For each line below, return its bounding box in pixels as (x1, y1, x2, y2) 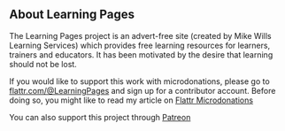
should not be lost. (9, 58, 77, 69)
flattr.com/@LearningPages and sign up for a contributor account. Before (9, 85, 276, 96)
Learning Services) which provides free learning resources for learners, (9, 40, 271, 50)
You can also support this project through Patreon (9, 112, 191, 122)
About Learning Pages (9, 7, 135, 22)
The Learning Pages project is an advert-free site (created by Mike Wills (9, 30, 272, 41)
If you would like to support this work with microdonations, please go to (9, 75, 270, 87)
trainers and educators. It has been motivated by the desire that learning (9, 49, 273, 60)
